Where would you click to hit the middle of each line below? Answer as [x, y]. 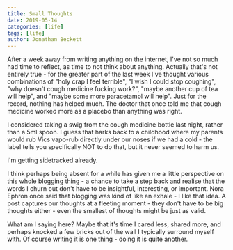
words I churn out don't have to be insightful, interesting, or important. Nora [115, 189]
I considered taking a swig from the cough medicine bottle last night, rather [115, 125]
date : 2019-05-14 [32, 20]
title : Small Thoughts [40, 14]
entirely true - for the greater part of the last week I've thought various [108, 75]
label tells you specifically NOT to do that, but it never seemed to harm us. [113, 147]
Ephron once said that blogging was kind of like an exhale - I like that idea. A [116, 196]
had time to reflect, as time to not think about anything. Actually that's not [112, 67]
